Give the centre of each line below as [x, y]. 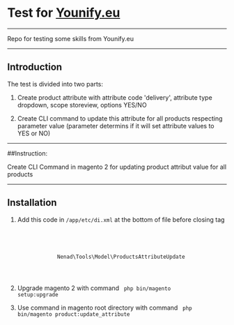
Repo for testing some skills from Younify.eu [71, 38]
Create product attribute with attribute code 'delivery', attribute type [115, 97]
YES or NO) [34, 133]
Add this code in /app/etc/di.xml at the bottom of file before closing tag [121, 219]
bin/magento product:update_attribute [73, 314]
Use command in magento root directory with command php [105, 308]
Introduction [35, 67]
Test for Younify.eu [64, 13]
